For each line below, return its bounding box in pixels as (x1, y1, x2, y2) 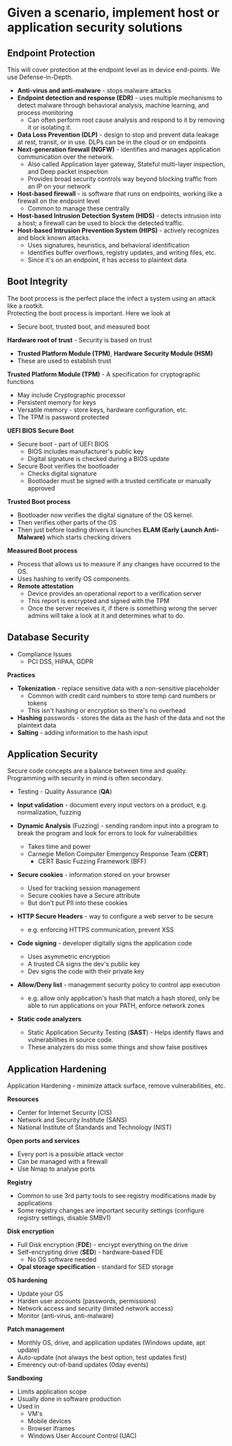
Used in (17, 1402, 39, 1411)
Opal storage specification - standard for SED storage (17, 1263, 174, 1271)
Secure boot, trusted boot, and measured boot (17, 322, 150, 331)
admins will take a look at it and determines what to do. (27, 611, 185, 620)
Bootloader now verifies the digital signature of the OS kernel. (17, 511, 194, 519)
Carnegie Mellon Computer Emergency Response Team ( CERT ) (27, 850, 209, 858)
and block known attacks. (17, 234, 91, 242)
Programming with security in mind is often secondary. (7, 774, 163, 783)
